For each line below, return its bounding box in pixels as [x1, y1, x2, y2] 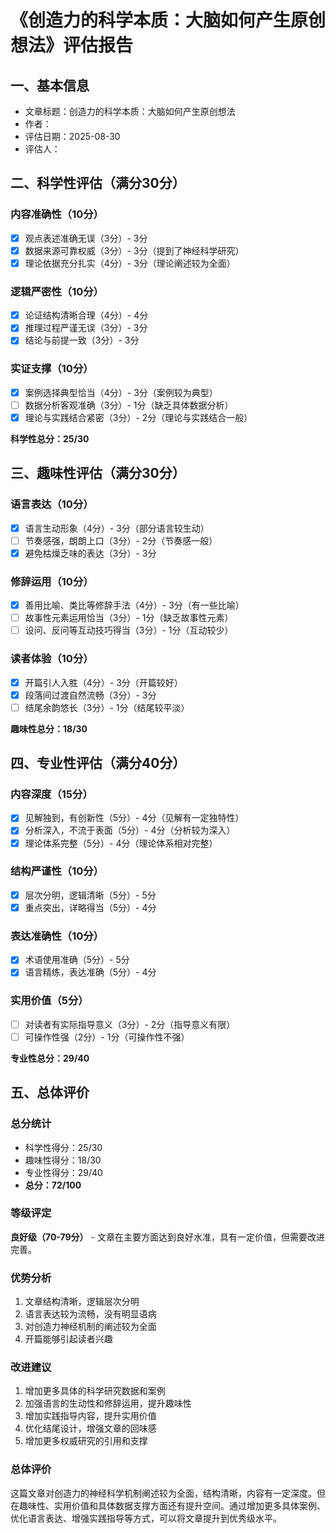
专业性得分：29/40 [24, 1166, 103, 1178]
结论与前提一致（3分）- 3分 [24, 334, 140, 346]
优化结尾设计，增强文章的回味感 [24, 1422, 157, 1435]
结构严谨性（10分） [10, 864, 104, 878]
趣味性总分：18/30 [10, 722, 88, 735]
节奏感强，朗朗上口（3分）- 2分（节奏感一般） [24, 534, 218, 546]
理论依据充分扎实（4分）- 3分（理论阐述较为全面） [24, 257, 236, 269]
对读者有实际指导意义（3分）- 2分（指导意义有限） [24, 1018, 236, 1030]
